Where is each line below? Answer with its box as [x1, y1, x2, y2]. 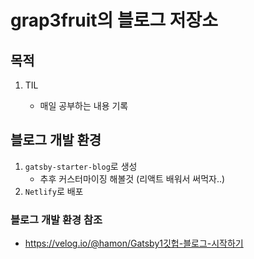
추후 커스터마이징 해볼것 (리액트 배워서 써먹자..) [39, 172, 226, 185]
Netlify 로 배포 [24, 185, 84, 197]
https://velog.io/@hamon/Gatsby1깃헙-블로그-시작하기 [24, 237, 244, 250]
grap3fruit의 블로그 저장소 [10, 9, 219, 32]
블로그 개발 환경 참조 [10, 212, 103, 226]
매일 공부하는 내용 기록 [39, 100, 129, 111]
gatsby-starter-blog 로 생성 [24, 160, 138, 172]
